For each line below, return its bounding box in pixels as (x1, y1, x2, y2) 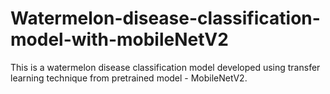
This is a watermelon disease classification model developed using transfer (10, 61, 321, 73)
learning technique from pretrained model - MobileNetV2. (10, 72, 248, 84)
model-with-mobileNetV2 (10, 28, 229, 51)
